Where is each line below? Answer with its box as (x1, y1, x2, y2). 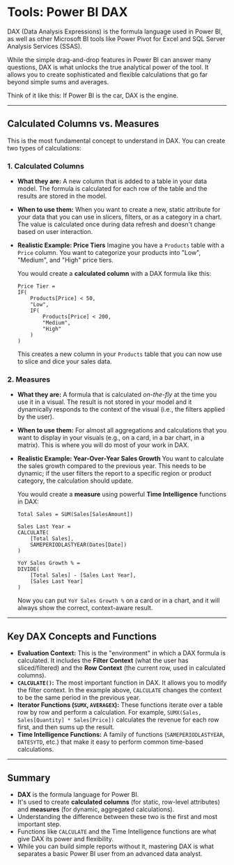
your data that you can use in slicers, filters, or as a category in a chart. (17, 213, 222, 221)
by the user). (17, 412, 54, 421)
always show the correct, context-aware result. (17, 604, 153, 612)
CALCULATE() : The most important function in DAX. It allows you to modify (17, 678, 227, 687)
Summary (7, 772, 51, 784)
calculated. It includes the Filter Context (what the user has (17, 656, 189, 665)
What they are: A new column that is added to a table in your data (17, 177, 208, 185)
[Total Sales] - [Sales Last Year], (30, 572, 136, 579)
